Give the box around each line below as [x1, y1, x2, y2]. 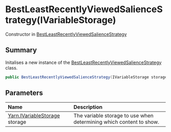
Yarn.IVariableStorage [8, 112, 60, 119]
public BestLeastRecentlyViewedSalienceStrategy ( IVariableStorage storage [5, 75, 167, 80]
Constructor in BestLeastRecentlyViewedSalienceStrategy [5, 31, 127, 37]
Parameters [5, 89, 43, 97]
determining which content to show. [73, 118, 159, 125]
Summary [5, 46, 37, 54]
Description [73, 104, 103, 111]
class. [5, 64, 18, 71]
